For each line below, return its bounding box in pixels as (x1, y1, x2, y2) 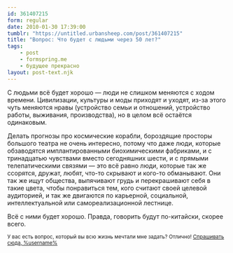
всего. (7, 219, 27, 228)
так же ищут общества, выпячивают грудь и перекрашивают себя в (7, 176, 211, 184)
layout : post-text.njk (7, 69, 73, 76)
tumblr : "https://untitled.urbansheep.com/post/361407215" (7, 29, 183, 37)
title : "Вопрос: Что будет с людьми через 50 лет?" (7, 36, 161, 43)
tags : (7, 43, 23, 50)
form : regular (7, 17, 49, 24)
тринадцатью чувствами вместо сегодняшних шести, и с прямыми (7, 153, 209, 162)
